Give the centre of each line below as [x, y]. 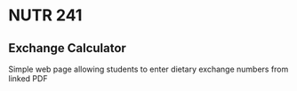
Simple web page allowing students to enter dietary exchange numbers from [148, 69]
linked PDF [28, 79]
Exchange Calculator [67, 48]
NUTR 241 [45, 15]
